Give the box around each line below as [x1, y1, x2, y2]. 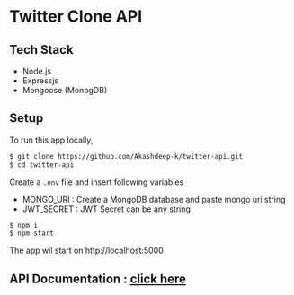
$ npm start [9, 229, 54, 239]
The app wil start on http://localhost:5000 [9, 245, 164, 256]
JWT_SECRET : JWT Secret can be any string [22, 204, 192, 214]
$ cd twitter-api [9, 160, 75, 169]
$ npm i [9, 221, 39, 230]
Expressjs [22, 75, 59, 86]
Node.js [22, 65, 52, 76]
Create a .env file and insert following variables [9, 177, 184, 187]
